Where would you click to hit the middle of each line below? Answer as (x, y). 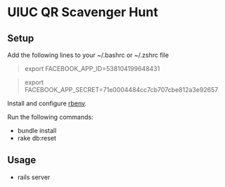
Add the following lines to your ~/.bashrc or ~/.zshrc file (88, 55)
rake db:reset (37, 138)
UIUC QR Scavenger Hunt (83, 12)
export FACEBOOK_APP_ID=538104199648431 (92, 69)
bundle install (37, 130)
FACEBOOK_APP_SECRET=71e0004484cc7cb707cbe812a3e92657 (121, 90)
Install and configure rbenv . (47, 103)
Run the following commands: (50, 117)
